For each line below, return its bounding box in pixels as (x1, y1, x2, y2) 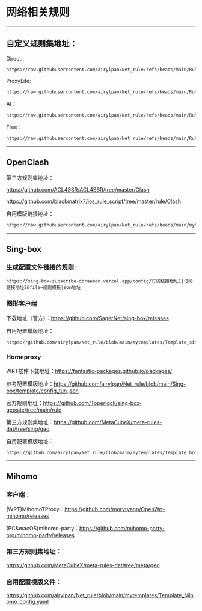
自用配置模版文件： (6, 577, 62, 586)
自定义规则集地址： (6, 38, 78, 49)
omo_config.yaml (6, 598, 49, 606)
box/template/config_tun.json (6, 387, 79, 394)
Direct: (6, 55, 23, 62)
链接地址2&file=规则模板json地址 (6, 285, 81, 291)
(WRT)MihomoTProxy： (6, 505, 65, 512)
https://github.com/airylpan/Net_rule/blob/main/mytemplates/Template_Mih (6, 592, 194, 599)
